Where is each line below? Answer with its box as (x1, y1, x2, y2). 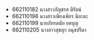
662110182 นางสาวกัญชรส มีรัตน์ (11, 6, 82, 13)
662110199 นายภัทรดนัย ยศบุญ (11, 19, 78, 27)
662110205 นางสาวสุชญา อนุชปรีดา (11, 26, 87, 33)
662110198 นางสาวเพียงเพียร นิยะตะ (11, 13, 89, 19)
